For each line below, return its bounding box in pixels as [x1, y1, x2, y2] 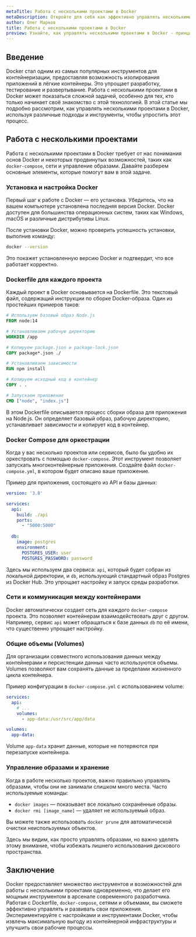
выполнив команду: [6, 232, 55, 240]
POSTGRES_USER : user [21, 550, 72, 556]
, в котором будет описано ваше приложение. [34, 468, 150, 475]
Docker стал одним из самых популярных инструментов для [6, 67, 157, 74]
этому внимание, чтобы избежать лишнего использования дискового [6, 842, 180, 849]
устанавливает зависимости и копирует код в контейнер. [6, 421, 150, 428]
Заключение [6, 865, 55, 875]
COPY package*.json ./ [6, 350, 61, 356]
